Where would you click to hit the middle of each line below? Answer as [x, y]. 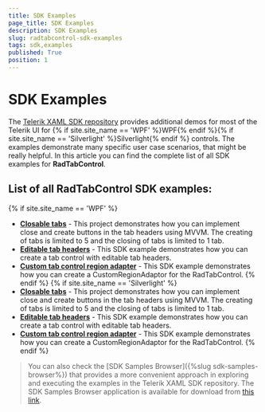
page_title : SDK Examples [51, 23]
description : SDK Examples [53, 30]
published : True [35, 53]
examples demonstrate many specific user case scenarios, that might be [127, 147]
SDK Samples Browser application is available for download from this [141, 391]
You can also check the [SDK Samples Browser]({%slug [119, 366]
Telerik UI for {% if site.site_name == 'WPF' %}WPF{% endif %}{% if [121, 130]
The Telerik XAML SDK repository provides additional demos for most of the [133, 121]
